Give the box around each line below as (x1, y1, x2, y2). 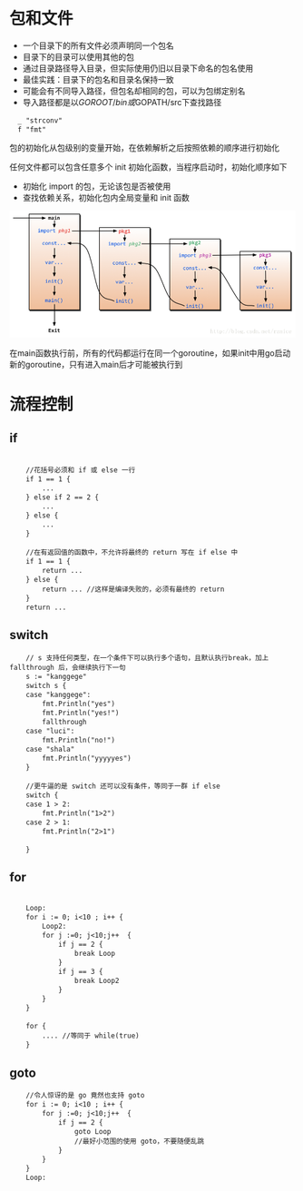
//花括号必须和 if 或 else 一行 (25, 465, 136, 475)
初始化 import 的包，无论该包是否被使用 (22, 181, 171, 192)
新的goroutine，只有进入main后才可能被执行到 (9, 359, 183, 369)
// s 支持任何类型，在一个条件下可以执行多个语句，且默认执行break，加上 (25, 653, 269, 663)
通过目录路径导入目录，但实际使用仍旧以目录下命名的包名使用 (22, 63, 254, 74)
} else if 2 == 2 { (25, 492, 100, 502)
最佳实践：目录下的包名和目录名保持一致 (22, 74, 174, 84)
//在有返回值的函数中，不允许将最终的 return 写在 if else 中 (25, 547, 239, 556)
